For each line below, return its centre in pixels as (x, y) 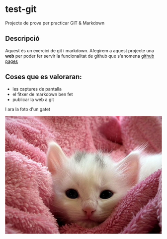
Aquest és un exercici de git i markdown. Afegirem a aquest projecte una (80, 50)
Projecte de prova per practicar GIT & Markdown (55, 23)
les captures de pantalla (37, 89)
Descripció (22, 39)
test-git (21, 9)
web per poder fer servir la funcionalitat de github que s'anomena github (80, 56)
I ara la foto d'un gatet (28, 109)
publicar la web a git (33, 99)
